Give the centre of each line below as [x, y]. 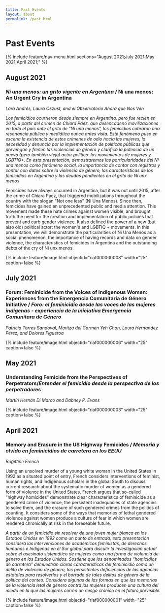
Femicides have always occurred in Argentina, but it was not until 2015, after [83, 190]
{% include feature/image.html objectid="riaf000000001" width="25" [76, 600]
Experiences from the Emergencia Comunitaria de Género [76, 299]
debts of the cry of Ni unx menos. [40, 248]
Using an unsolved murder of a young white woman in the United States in [81, 471]
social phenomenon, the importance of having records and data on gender [81, 238]
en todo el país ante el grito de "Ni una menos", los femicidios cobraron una [83, 128]
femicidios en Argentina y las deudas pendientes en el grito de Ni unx [76, 176]
